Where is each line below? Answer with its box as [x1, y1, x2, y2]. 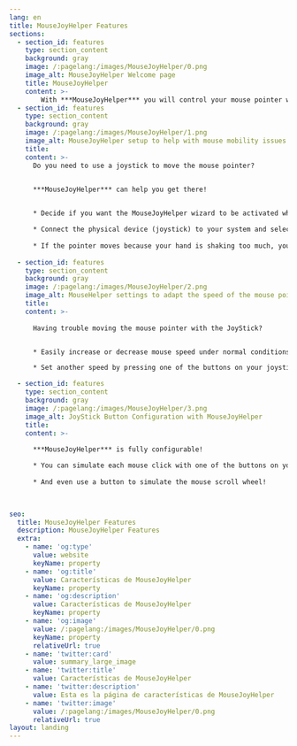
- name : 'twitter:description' [25, 682, 141, 691]
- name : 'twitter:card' [25, 650, 113, 658]
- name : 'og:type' [25, 542, 93, 551]
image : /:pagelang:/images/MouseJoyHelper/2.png [25, 282, 208, 292]
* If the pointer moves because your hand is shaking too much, [32, 241, 275, 250]
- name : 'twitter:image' [25, 698, 117, 708]
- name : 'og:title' [25, 567, 97, 576]
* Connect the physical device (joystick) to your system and [32, 225, 267, 235]
